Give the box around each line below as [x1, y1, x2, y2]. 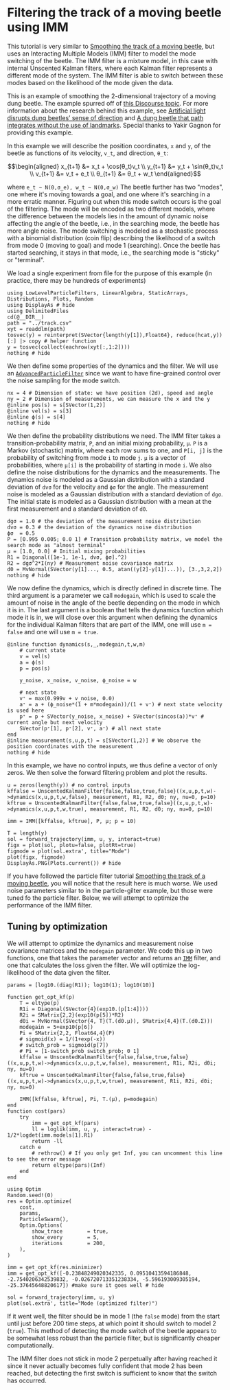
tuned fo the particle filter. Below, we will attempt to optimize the [7, 894, 189, 902]
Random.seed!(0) [7, 1192, 54, 1198]
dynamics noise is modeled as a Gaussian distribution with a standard [7, 475, 205, 483]
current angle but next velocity [7, 719, 103, 726]
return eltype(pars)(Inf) [32, 1161, 106, 1168]
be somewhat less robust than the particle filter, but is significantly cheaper [7, 1334, 220, 1342]
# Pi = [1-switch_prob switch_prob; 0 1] [19, 1047, 139, 1054]
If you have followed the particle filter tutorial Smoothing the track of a [7, 872, 206, 880]
